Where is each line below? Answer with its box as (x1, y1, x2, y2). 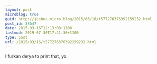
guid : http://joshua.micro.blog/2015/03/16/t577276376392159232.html (5, 16, 153, 21)
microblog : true (5, 12, 39, 17)
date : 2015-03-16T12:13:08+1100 (5, 26, 72, 31)
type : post (5, 35, 28, 40)
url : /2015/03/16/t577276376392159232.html (5, 40, 97, 45)
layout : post (5, 7, 32, 12)
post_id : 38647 (5, 21, 37, 26)
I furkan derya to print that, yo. (5, 53, 68, 59)
